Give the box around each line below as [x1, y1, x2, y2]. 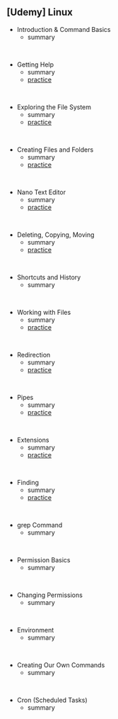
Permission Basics [16, 555, 71, 564]
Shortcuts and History [16, 273, 81, 282]
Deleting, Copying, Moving [16, 230, 95, 239]
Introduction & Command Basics [16, 25, 111, 33]
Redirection [16, 350, 51, 359]
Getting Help [16, 60, 54, 69]
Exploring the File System [16, 103, 92, 111]
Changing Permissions [16, 591, 83, 599]
